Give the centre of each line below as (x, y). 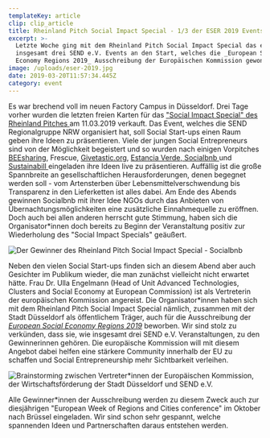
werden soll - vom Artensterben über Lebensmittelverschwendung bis (125, 183)
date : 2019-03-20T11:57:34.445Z (62, 76)
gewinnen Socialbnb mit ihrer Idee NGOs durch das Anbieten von (116, 200)
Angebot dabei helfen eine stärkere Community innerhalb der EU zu (121, 351)
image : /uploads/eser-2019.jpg (61, 68)
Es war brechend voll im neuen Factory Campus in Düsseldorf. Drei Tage (129, 106)
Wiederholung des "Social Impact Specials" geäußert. (98, 234)
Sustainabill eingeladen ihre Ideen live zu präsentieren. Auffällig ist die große (135, 166)
